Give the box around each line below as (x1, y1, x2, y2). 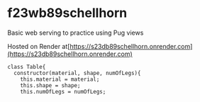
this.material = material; (20, 76, 100, 83)
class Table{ (7, 63, 46, 70)
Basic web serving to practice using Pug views (7, 28, 144, 37)
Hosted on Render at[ (7, 42, 70, 50)
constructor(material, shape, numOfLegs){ (13, 69, 141, 76)
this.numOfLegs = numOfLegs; (20, 88, 106, 95)
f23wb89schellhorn (7, 5, 128, 21)
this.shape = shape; (20, 81, 81, 89)
